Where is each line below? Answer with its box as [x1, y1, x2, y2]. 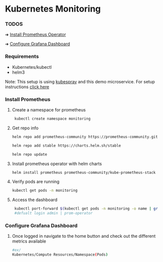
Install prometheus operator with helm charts [12, 161, 102, 167]
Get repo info [12, 125, 39, 131]
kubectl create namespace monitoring [14, 116, 91, 122]
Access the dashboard [12, 197, 57, 203]
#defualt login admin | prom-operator [14, 211, 93, 216]
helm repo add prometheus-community [12, 134, 86, 139]
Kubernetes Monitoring [5, 3, 101, 15]
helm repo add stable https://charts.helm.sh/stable [12, 143, 121, 148]
